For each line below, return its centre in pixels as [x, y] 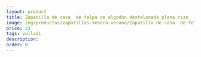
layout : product [26, 12]
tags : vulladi [24, 34]
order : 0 [17, 45]
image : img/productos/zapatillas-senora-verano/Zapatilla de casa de [96, 23]
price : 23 [19, 28]
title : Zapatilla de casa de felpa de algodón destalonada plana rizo [97, 17]
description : [22, 39]
